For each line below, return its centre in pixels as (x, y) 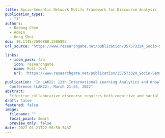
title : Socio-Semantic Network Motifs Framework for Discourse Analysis (81, 10)
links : (12, 55)
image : (12, 110)
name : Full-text (31, 69)
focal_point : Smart (29, 119)
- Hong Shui (22, 37)
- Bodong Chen (24, 28)
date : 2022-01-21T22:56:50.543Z (38, 128)
